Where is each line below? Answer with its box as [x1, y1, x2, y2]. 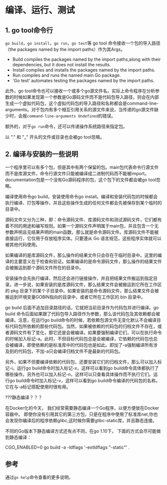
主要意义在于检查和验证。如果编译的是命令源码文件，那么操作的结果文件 [13, 258, 162, 264]
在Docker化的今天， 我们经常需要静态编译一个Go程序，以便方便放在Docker [5, 405, 160, 411]
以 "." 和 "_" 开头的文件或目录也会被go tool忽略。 [5, 134, 105, 140]
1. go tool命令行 [5, 26, 53, 34]
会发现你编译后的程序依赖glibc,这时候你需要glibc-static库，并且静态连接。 [5, 417, 158, 423]
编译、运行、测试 [5, 4, 76, 16]
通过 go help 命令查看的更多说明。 [5, 474, 74, 480]
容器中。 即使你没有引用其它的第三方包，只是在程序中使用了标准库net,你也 [5, 411, 158, 417]
